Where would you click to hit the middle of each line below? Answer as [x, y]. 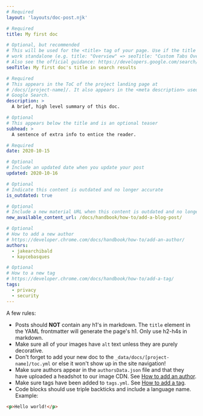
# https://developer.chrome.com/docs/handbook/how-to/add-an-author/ [96, 240]
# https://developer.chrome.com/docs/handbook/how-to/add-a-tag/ [90, 279]
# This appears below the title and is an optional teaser [82, 123]
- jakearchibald [32, 251]
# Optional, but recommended [43, 45]
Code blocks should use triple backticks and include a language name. [103, 389]
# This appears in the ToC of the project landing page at [82, 84]
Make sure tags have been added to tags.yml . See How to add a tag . [100, 383]
